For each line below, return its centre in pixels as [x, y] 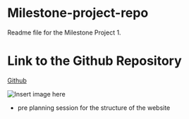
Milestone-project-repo [78, 13]
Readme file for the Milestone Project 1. [64, 32]
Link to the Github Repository [94, 61]
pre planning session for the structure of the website [94, 108]
